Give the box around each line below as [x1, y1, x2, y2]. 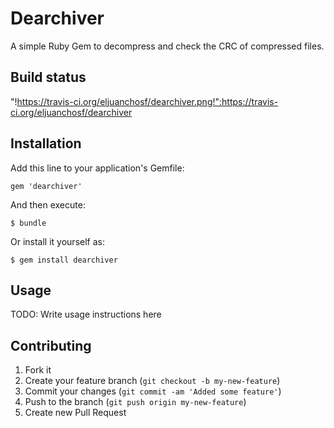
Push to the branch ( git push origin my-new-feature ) [24, 396, 247, 408]
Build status [10, 69, 87, 86]
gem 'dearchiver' [10, 181, 83, 191]
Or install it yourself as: [10, 235, 105, 247]
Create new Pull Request [24, 407, 127, 419]
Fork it [24, 364, 52, 376]
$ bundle [10, 218, 47, 228]
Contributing [10, 337, 92, 354]
